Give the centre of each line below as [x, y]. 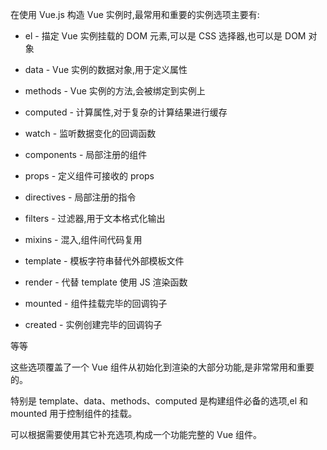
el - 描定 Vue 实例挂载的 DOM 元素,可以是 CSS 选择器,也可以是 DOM [165, 36]
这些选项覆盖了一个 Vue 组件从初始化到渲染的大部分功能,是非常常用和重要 [162, 367]
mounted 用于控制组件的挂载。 [74, 413]
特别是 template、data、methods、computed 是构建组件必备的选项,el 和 [159, 401]
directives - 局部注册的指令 [80, 197]
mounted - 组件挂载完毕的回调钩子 [96, 303]
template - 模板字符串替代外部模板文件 [104, 261]
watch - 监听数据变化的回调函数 [90, 133]
